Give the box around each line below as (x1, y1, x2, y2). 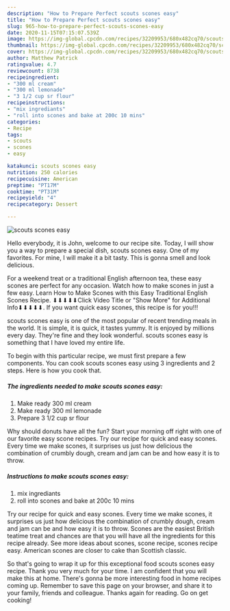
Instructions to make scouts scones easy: (7, 472, 129, 480)
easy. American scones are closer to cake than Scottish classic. (7, 546, 187, 554)
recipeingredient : (7, 73, 60, 81)
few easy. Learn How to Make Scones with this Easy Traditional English (7, 289, 208, 297)
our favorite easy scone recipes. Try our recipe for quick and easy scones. (7, 434, 218, 442)
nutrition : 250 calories (7, 169, 78, 176)
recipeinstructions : (7, 99, 66, 106)
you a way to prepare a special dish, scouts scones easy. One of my (7, 246, 199, 254)
